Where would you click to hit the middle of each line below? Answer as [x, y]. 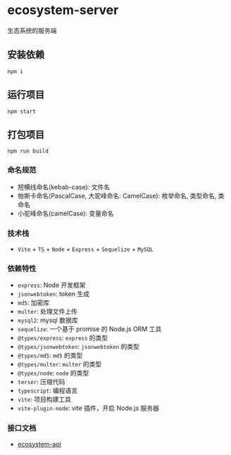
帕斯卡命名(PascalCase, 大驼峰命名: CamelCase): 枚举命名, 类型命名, [117, 196]
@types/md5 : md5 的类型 [50, 355]
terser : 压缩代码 [41, 382]
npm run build [28, 151]
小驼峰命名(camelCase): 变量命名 [65, 213]
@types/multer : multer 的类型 [60, 364]
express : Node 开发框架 [51, 285]
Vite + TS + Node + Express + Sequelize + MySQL [85, 249]
